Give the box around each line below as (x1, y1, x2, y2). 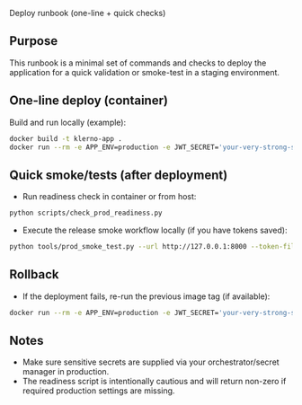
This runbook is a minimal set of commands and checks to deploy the (9, 57, 267, 68)
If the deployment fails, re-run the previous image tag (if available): (22, 291, 271, 302)
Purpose (9, 33, 58, 48)
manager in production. (22, 366, 110, 377)
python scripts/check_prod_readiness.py (9, 208, 164, 218)
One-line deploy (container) (9, 93, 169, 109)
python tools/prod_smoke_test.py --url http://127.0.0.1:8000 (9, 242, 247, 251)
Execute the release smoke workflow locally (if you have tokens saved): (22, 225, 288, 236)
